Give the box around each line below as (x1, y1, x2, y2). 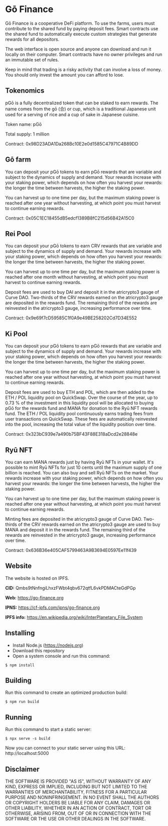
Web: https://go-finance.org (5, 594, 64, 600)
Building (5, 676, 32, 685)
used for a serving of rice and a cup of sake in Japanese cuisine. (5, 111, 139, 117)
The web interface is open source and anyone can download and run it (5, 46, 151, 52)
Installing (5, 629, 35, 638)
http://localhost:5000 (5, 750, 49, 756)
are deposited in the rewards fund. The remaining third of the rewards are (5, 300, 157, 306)
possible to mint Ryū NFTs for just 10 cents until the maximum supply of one (5, 464, 162, 470)
